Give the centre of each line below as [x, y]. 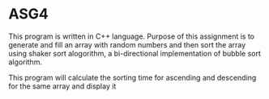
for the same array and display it [62, 86]
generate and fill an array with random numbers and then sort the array [127, 44]
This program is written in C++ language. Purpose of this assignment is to [132, 36]
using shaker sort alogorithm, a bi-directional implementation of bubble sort [135, 53]
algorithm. [26, 62]
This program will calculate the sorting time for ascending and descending [132, 77]
